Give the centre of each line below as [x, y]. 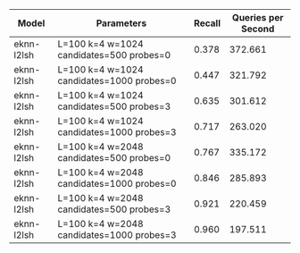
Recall [207, 23]
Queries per [258, 17]
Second [258, 29]
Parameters [121, 23]
